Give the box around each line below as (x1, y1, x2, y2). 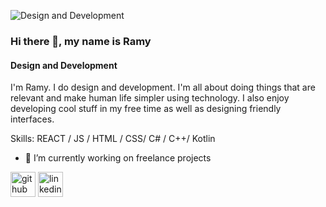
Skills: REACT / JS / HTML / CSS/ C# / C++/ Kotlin (10, 133, 216, 145)
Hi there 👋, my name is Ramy (10, 34, 152, 48)
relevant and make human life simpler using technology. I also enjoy (10, 92, 290, 104)
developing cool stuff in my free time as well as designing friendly (10, 103, 282, 115)
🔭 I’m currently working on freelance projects (24, 152, 212, 164)
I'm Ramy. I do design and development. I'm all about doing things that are (10, 81, 316, 94)
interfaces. (10, 113, 55, 125)
